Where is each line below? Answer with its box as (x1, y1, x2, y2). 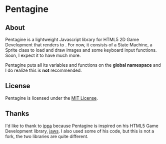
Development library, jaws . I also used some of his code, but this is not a (5, 128, 154, 134)
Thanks (5, 110, 29, 118)
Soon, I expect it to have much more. (5, 52, 81, 58)
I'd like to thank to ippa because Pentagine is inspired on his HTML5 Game (5, 123, 158, 129)
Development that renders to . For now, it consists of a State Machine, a (5, 42, 152, 48)
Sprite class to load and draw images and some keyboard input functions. (5, 47, 157, 53)
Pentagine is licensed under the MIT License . (5, 95, 98, 101)
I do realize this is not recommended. (5, 67, 82, 73)
